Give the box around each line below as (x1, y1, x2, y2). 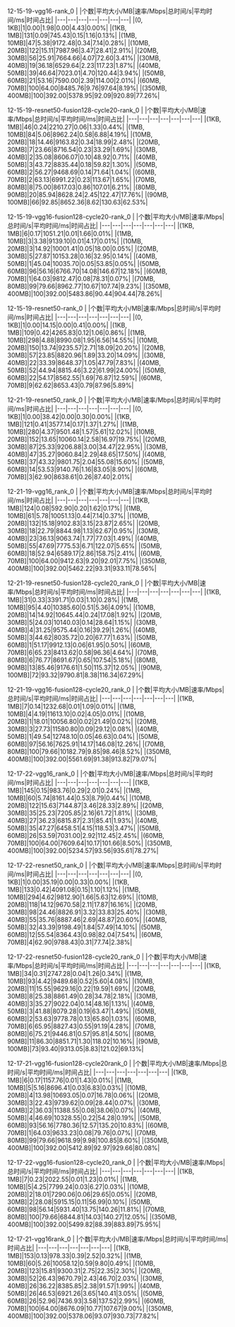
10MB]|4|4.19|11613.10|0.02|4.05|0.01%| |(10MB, (7, 710, 146, 718)
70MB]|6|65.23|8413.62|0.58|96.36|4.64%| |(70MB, (7, 648, 159, 657)
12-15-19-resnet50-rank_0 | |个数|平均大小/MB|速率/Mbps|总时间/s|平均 (7, 304, 215, 312)
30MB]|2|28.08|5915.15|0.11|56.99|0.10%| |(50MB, (7, 1197, 152, 1206)
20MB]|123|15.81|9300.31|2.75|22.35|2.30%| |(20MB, (7, 1267, 162, 1275)
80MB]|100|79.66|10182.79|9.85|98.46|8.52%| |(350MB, (7, 747, 171, 756)
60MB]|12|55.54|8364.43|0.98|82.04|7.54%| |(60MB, (7, 931, 163, 938)
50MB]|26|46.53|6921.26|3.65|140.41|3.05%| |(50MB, (7, 1289, 164, 1297)
